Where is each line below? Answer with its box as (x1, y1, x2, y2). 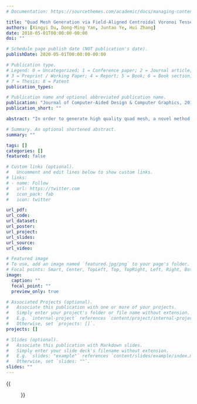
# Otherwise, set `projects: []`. (6, 321, 96, 327)
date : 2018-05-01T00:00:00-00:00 (6, 30, 88, 36)
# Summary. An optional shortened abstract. (6, 126, 117, 132)
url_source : (6, 239, 35, 246)
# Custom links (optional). (6, 164, 75, 170)
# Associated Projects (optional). (6, 299, 93, 305)
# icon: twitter (6, 197, 51, 203)
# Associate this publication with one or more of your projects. (6, 304, 177, 310)
